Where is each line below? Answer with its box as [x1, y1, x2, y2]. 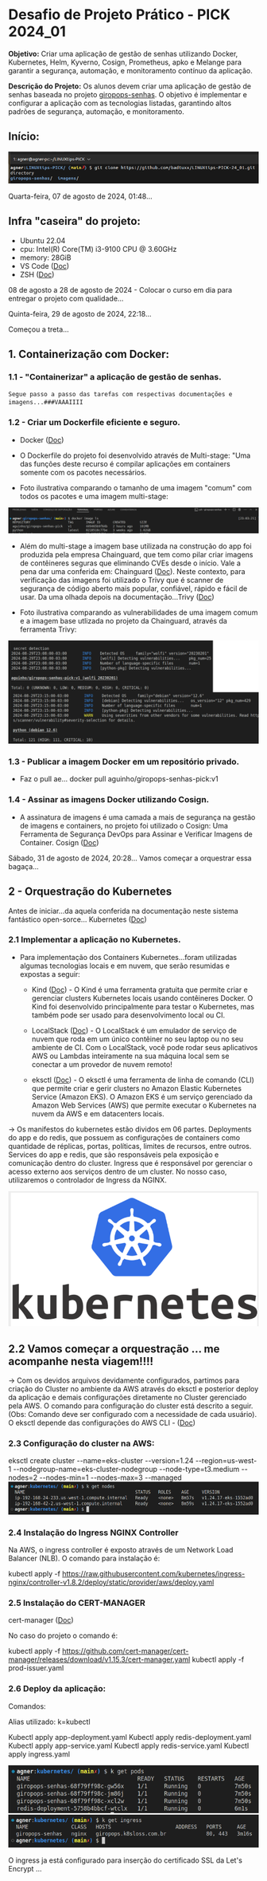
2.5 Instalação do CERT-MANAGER [8, 1597, 145, 1608]
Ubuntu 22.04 [19, 235, 66, 245]
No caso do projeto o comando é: [8, 1631, 118, 1640]
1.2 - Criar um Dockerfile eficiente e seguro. [8, 417, 181, 428]
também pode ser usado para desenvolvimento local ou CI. [31, 1010, 226, 1020]
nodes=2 [8, 1473, 38, 1482]
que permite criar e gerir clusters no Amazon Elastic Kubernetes [31, 1083, 242, 1093]
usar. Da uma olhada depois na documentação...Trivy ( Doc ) [19, 592, 215, 602]
